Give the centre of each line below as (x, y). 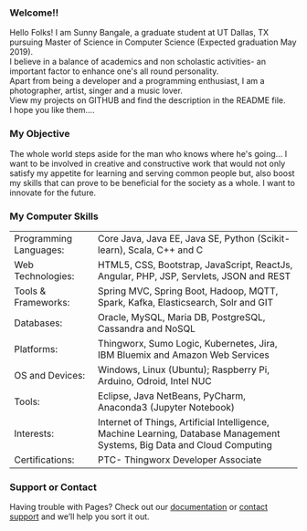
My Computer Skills (54, 216)
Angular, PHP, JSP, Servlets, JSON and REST (194, 276)
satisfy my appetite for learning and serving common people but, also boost (152, 173)
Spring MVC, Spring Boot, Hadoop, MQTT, (188, 291)
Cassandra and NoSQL (147, 328)
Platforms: (36, 349)
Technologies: (44, 276)
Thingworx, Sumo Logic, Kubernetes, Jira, (187, 343)
